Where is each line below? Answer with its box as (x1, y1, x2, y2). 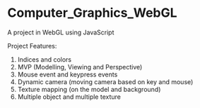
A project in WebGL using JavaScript (7, 28, 114, 36)
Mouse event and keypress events (17, 70, 118, 79)
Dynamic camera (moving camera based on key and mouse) (17, 77, 194, 86)
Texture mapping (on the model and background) (17, 85, 161, 93)
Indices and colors (17, 55, 72, 64)
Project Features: (7, 41, 57, 50)
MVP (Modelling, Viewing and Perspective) (17, 62, 143, 71)
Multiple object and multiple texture (17, 93, 122, 101)
